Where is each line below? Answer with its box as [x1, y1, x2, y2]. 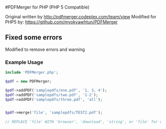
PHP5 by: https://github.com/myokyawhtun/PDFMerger [5, 19, 118, 25]
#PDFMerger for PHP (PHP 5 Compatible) [5, 4, 90, 10]
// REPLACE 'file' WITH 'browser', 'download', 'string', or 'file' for [5, 120, 158, 125]
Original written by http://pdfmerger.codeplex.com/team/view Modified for [5, 14, 157, 19]
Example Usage [5, 59, 43, 66]
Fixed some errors [5, 33, 63, 42]
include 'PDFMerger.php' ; [5, 70, 58, 75]
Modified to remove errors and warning [5, 46, 85, 52]
